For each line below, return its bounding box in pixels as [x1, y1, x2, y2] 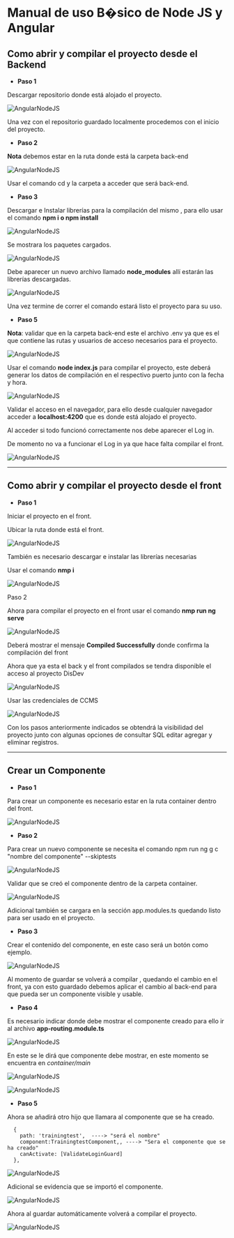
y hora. [7, 379, 28, 386]
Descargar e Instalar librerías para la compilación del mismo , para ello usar [7, 206, 224, 214]
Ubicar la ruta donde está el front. [7, 525, 104, 533]
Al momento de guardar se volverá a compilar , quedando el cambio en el [7, 975, 218, 983]
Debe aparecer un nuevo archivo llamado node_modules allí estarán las [7, 268, 214, 275]
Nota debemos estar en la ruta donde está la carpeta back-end [7, 152, 189, 160]
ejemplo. [7, 948, 33, 956]
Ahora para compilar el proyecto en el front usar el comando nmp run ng [7, 606, 216, 615]
